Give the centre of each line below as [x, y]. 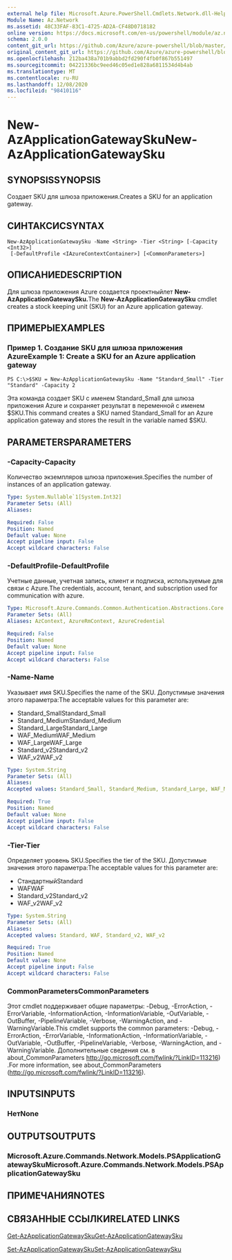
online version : [30, 33]
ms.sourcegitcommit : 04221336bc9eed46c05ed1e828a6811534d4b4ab [100, 65]
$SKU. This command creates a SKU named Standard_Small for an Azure [110, 413]
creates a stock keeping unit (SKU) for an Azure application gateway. [105, 306]
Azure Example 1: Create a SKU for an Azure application [101, 357]
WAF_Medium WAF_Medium [56, 735]
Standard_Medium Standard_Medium [69, 720]
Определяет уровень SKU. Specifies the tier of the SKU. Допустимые [107, 860]
